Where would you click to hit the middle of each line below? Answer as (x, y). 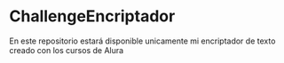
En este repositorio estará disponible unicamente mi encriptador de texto (142, 41)
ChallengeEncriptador (92, 16)
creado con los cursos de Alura (67, 50)
